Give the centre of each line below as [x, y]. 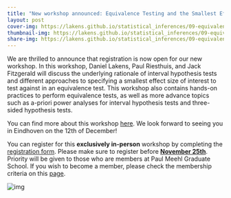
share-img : [23, 39]
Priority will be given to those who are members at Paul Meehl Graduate [109, 159]
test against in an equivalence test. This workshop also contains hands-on [112, 88]
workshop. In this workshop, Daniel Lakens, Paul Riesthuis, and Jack [104, 66]
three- [201, 103]
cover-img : [23, 26]
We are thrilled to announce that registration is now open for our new [105, 59]
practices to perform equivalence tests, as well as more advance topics [108, 96]
